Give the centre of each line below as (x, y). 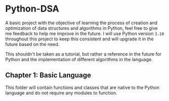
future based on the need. (32, 44)
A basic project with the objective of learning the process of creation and (81, 23)
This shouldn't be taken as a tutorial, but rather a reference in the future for (83, 54)
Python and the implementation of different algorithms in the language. (79, 59)
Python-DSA (32, 9)
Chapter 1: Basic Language (48, 75)
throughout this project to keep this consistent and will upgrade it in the (80, 39)
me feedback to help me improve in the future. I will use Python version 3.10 (85, 33)
